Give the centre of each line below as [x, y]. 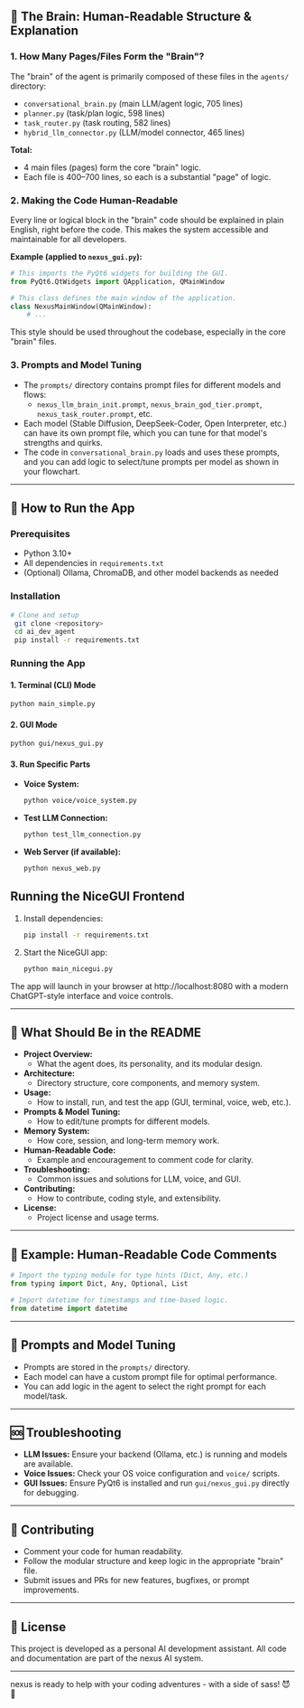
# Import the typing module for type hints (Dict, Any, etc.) [129, 1276]
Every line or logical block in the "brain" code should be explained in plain [147, 220]
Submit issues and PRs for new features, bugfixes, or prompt [136, 1581]
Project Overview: [58, 1054]
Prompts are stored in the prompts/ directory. [106, 1367]
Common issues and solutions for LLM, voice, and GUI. [139, 1179]
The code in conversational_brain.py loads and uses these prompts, [152, 452]
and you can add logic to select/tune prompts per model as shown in [151, 461]
